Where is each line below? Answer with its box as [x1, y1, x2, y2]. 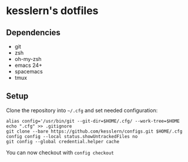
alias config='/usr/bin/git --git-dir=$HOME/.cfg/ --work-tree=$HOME [6, 118, 180, 124]
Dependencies [6, 28, 61, 38]
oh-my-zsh [14, 56, 42, 62]
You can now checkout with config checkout [6, 148, 115, 156]
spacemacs [14, 68, 43, 75]
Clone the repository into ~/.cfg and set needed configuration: [6, 107, 158, 114]
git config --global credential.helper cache [6, 139, 119, 144]
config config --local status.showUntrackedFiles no [6, 133, 138, 139]
